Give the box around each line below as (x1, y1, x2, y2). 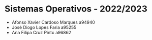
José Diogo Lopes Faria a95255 (11, 24, 77, 30)
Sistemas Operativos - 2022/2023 (4, 3, 148, 14)
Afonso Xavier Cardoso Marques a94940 (11, 19, 95, 25)
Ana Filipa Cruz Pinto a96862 (11, 29, 72, 35)
